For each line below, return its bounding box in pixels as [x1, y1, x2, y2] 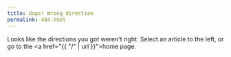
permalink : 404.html [7, 16, 67, 23]
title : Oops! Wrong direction [7, 9, 94, 17]
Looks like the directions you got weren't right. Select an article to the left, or [7, 35, 224, 43]
